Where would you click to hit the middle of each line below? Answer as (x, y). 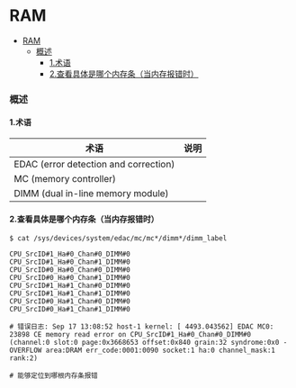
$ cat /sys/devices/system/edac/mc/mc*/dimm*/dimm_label (118, 239)
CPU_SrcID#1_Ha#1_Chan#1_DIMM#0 (70, 293)
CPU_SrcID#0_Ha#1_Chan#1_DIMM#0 (70, 310)
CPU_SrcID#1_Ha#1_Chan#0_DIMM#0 (70, 286)
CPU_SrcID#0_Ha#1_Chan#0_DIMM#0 (70, 302)
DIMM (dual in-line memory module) (91, 194)
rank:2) (24, 358)
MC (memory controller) (65, 179)
